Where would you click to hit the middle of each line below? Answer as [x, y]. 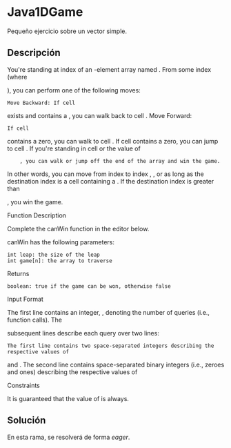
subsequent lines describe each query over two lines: [83, 333]
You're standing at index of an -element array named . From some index [109, 69]
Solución [27, 421]
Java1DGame [45, 12]
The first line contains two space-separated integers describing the [111, 346]
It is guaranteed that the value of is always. [68, 398]
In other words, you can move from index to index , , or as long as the [106, 174]
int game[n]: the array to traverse [60, 261]
